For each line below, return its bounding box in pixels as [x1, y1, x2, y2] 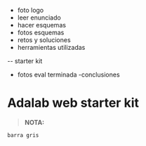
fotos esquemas [17, 28, 65, 36]
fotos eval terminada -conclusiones [17, 70, 121, 79]
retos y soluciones [17, 36, 72, 44]
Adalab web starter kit [7, 95, 139, 111]
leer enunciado [17, 13, 61, 22]
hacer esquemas [17, 21, 67, 29]
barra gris [7, 131, 39, 139]
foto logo [17, 6, 44, 14]
